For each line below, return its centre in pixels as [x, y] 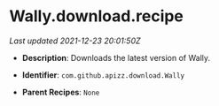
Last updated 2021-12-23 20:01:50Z [75, 41]
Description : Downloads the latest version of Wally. [116, 57]
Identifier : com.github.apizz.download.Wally [103, 75]
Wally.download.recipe [97, 16]
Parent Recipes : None [61, 92]
